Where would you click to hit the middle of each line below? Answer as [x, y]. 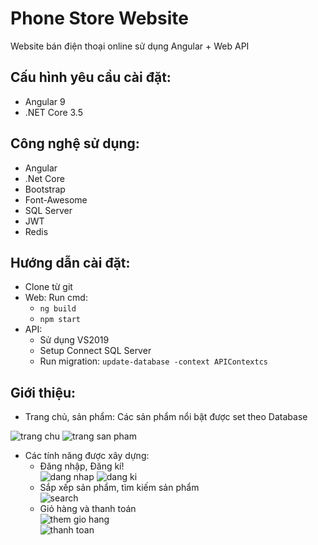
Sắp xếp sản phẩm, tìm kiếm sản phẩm [119, 488]
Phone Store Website [99, 18]
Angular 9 [45, 101]
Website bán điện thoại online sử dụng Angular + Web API [130, 46]
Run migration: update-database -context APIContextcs [153, 361]
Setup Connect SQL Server [95, 351]
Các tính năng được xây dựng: [87, 456]
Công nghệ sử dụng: [75, 143]
